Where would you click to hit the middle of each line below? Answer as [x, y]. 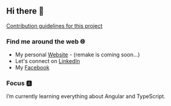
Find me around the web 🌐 [46, 41]
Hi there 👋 [25, 11]
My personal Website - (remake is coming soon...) [78, 55]
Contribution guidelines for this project [55, 25]
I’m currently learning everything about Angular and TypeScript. [86, 96]
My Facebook [32, 68]
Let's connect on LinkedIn [47, 61]
